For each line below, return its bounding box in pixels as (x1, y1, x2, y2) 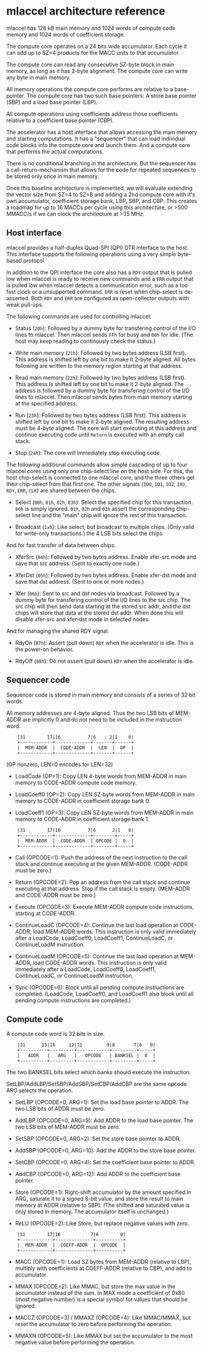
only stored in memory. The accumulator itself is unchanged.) (15, 1208, 169, 1215)
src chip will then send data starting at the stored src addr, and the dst (15, 602, 191, 610)
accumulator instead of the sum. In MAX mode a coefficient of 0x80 (15, 1289, 185, 1297)
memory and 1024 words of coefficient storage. (6, 30, 125, 38)
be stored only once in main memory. (6, 172, 99, 180)
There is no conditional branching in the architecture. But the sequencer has (6, 159, 197, 167)
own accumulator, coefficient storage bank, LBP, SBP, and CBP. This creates (6, 197, 198, 204)
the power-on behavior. (15, 646, 74, 653)
